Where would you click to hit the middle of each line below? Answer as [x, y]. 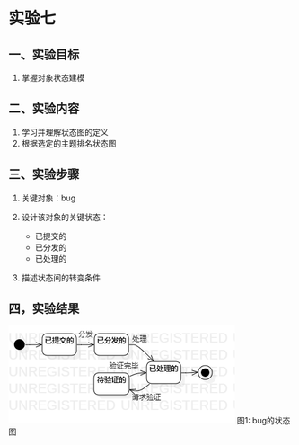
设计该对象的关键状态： [65, 217]
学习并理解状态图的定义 [65, 132]
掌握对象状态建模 [53, 78]
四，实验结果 [44, 309]
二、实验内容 [44, 109]
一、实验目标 [44, 54]
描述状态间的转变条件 [61, 277]
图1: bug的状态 [264, 421]
